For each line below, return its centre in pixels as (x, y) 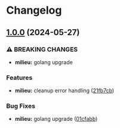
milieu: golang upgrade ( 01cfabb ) (56, 119)
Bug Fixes (21, 106)
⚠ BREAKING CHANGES (42, 49)
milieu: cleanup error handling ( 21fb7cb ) (64, 90)
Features (19, 77)
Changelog (34, 10)
